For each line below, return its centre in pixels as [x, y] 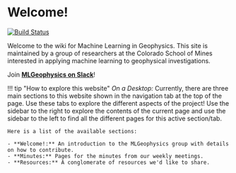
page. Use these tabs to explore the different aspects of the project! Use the [118, 103]
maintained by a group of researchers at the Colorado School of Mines [110, 53]
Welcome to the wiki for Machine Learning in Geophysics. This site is [108, 45]
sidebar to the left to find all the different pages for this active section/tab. [115, 118]
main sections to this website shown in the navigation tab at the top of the [115, 96]
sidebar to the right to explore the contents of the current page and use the [117, 111]
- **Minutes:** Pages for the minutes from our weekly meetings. [105, 156]
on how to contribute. [41, 150]
